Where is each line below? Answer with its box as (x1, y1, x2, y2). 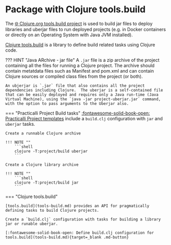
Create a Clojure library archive (5, 162, 79, 167)
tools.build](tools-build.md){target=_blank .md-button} (5, 234, 129, 240)
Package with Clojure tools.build (5, 4, 146, 15)
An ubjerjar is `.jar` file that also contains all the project (5, 83, 145, 88)
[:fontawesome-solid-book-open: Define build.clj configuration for (5, 230, 154, 235)
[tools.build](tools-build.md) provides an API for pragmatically (5, 203, 150, 208)
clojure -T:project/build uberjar (14, 148, 88, 154)
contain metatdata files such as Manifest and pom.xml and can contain (5, 68, 154, 74)
